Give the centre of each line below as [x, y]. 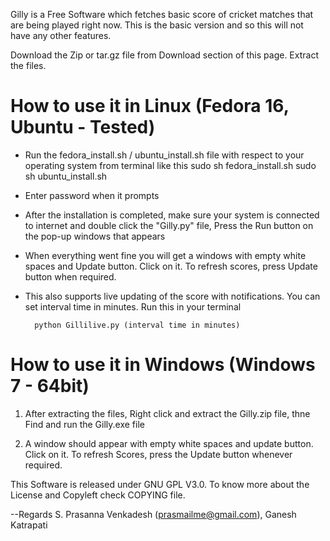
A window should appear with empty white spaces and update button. [169, 443]
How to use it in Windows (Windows [163, 365]
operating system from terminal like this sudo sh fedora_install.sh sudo [170, 165]
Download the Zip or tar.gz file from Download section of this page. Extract [164, 55]
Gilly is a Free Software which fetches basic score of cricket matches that [162, 14]
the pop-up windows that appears [95, 236]
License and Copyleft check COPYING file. [98, 495]
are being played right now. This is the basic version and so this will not [157, 25]
